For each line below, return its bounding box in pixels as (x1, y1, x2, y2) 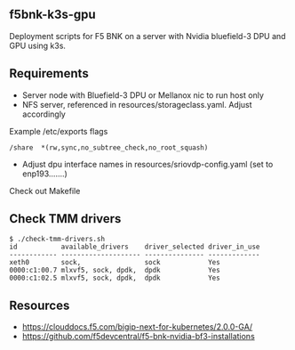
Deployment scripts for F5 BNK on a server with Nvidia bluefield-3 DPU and (9, 30, 286, 41)
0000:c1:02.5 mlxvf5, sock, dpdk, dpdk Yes (9, 273, 220, 283)
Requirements (9, 66, 89, 81)
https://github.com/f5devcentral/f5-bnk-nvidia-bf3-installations (21, 331, 255, 342)
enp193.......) (21, 168, 68, 179)
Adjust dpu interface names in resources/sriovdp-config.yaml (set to (21, 159, 274, 169)
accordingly (21, 109, 67, 119)
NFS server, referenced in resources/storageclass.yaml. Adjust (21, 99, 252, 110)
